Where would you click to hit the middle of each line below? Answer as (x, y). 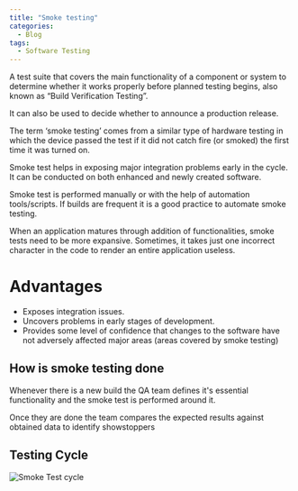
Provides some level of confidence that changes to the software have (151, 331)
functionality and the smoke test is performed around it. (113, 400)
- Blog (30, 34)
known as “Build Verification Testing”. (79, 96)
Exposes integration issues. (73, 312)
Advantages (56, 287)
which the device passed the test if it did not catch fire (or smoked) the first (149, 141)
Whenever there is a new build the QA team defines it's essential (129, 390)
